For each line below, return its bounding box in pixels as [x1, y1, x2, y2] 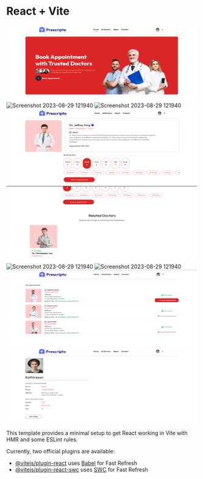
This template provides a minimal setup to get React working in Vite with [6, 429, 188, 436]
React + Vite [6, 4, 70, 18]
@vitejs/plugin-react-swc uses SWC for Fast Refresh [15, 466, 148, 473]
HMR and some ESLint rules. [6, 436, 78, 443]
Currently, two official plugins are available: [6, 447, 115, 455]
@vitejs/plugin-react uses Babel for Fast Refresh [15, 459, 138, 467]
